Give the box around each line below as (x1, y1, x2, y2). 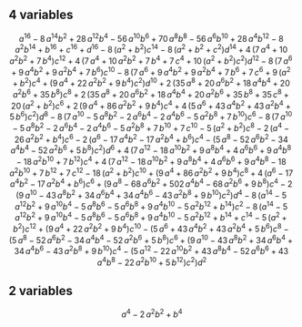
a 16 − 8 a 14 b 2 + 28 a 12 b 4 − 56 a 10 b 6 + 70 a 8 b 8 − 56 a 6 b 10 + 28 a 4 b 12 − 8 (18, 31, 284, 44)
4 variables (8, 7, 74, 23)
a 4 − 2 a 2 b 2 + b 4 (121, 307, 183, 320)
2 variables (8, 282, 74, 299)
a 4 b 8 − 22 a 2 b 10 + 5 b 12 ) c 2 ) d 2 (96, 255, 207, 268)
